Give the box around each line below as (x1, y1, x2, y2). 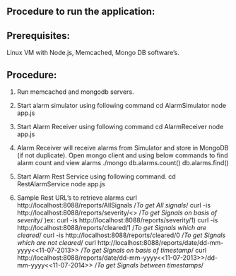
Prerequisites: (6, 30, 70, 42)
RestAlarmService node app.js (16, 180, 105, 188)
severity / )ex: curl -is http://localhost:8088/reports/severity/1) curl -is (16, 216, 218, 224)
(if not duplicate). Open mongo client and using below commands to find (16, 151, 228, 160)
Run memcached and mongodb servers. (16, 88, 135, 96)
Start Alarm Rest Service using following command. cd (16, 172, 176, 181)
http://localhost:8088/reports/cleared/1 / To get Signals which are (16, 224, 207, 232)
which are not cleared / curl (16, 239, 96, 247)
